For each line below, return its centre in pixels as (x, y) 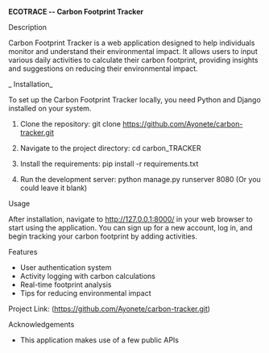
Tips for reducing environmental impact (85, 293)
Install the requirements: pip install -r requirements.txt (109, 164)
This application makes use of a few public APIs (99, 340)
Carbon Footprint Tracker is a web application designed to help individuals (132, 43)
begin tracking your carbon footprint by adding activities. (103, 236)
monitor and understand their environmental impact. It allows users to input (133, 51)
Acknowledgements (41, 324)
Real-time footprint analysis (66, 284)
